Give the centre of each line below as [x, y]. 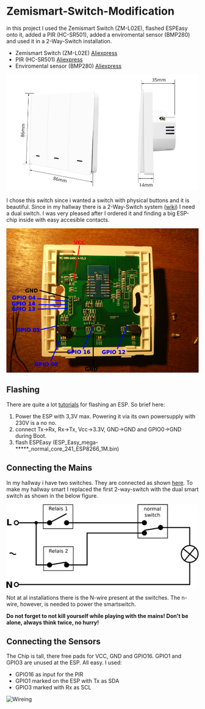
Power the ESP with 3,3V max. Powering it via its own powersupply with [105, 416]
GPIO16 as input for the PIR [49, 674]
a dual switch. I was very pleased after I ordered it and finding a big [91, 213]
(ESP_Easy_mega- [76, 442]
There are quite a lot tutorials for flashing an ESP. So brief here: [86, 404]
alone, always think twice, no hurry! [53, 622]
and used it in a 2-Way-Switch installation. [59, 41]
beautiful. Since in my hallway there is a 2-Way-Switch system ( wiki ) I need [101, 206]
